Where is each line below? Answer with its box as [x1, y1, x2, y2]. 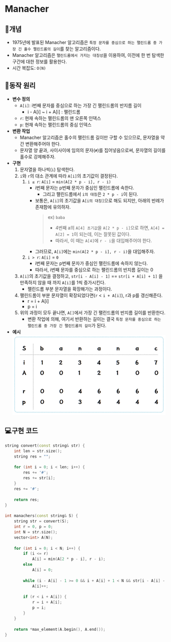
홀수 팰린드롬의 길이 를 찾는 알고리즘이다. [23, 46, 101, 52]
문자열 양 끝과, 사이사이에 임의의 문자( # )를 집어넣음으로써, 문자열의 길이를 [19, 147, 166, 153]
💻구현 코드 [5, 426, 38, 435]
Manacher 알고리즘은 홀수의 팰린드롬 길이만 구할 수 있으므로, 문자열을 [19, 134, 160, 140]
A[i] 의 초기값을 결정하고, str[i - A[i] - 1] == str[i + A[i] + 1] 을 [19, 273, 163, 279]
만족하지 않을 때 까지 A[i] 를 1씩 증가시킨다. [19, 279, 106, 285]
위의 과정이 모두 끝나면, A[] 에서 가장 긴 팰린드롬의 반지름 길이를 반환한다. [19, 309, 165, 316]
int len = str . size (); [14, 448, 62, 453]
